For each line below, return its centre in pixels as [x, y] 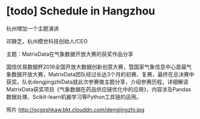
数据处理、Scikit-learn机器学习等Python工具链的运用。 [74, 97]
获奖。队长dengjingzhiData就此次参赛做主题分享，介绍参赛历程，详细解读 [98, 82]
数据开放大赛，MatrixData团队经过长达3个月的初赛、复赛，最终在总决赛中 [103, 74]
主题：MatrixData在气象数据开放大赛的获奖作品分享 [70, 54]
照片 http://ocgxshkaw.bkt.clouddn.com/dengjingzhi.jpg [75, 109]
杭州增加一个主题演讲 [32, 28]
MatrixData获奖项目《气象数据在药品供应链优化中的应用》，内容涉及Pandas [98, 89]
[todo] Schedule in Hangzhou [81, 11]
